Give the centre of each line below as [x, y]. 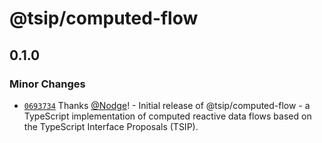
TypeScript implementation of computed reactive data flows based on [167, 116]
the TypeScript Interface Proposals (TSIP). [111, 126]
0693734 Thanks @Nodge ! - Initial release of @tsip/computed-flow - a [167, 105]
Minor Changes [47, 84]
